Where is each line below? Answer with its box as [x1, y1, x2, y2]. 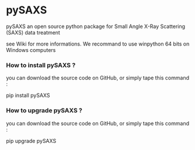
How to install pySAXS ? [6, 61, 76, 69]
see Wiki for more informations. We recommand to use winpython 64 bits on [6, 40, 190, 47]
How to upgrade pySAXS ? [6, 106, 83, 114]
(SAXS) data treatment [6, 29, 60, 36]
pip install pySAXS [6, 92, 50, 99]
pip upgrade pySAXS [6, 137, 57, 144]
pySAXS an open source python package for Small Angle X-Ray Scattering [6, 23, 186, 30]
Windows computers [6, 46, 56, 53]
